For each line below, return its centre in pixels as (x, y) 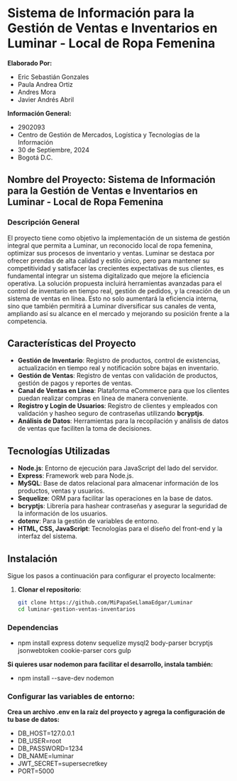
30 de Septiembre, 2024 (54, 150)
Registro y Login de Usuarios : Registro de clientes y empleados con (117, 406)
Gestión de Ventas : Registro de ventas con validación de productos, (118, 376)
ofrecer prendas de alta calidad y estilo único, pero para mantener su (109, 261)
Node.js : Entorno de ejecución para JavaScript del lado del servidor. (118, 468)
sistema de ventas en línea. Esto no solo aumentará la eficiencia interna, (113, 298)
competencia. (27, 321)
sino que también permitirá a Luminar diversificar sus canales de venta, (112, 306)
